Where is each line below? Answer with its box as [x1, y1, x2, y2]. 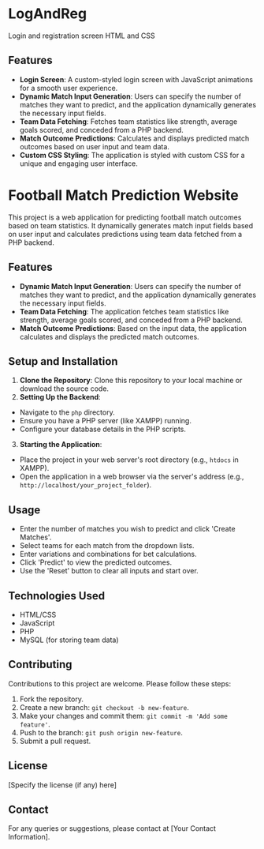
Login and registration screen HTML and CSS [8, 31, 155, 40]
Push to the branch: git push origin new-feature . [19, 727, 183, 737]
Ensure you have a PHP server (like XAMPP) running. [19, 416, 191, 426]
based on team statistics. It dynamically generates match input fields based [8, 220, 254, 230]
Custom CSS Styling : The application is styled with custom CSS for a [19, 150, 246, 160]
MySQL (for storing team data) [19, 635, 120, 644]
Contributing [8, 658, 73, 671]
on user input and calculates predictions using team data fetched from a [8, 229, 243, 239]
